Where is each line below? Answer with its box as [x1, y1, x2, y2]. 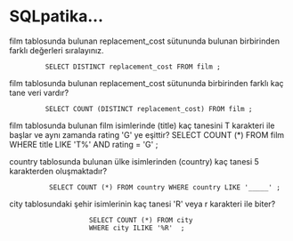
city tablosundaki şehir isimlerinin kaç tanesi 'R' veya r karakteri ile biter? [9, 198, 276, 209]
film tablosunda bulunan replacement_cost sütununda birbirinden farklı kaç [9, 77, 284, 88]
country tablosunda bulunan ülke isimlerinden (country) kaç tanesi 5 [9, 156, 260, 166]
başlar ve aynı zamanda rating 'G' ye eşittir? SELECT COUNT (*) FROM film [9, 129, 285, 140]
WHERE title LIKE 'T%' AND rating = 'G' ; [9, 139, 159, 149]
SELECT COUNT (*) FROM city [88, 215, 193, 224]
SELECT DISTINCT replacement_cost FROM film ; [45, 62, 221, 71]
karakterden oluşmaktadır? [9, 165, 108, 176]
